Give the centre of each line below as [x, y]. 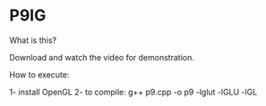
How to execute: [39, 74]
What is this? [33, 40]
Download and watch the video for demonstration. [102, 57]
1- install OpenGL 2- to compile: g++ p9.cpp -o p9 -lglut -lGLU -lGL [133, 92]
